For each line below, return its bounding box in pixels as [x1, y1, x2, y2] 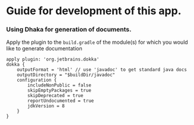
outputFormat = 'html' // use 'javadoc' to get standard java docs [17, 67, 187, 73]
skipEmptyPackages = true [27, 88, 92, 94]
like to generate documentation [6, 45, 82, 52]
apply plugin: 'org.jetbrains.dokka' [6, 56, 100, 63]
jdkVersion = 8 [27, 103, 65, 109]
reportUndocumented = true [27, 98, 94, 104]
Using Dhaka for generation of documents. [6, 25, 132, 34]
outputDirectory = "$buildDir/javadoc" [17, 72, 116, 78]
